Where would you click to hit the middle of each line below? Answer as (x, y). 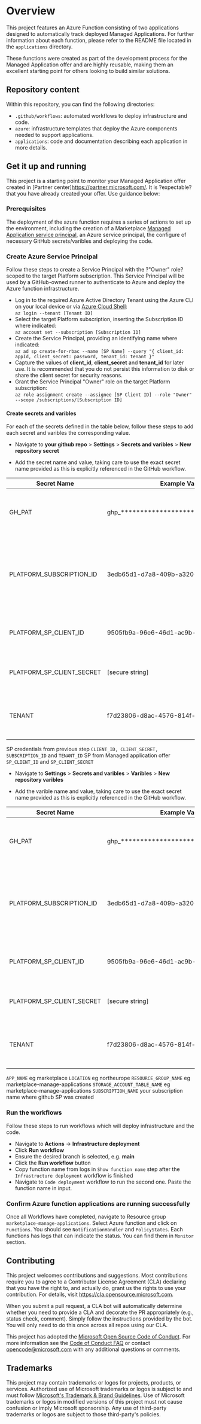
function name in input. (43, 1188)
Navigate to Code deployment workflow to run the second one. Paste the (103, 1182)
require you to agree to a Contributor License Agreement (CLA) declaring (96, 1282)
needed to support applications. (54, 135)
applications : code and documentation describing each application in (101, 141)
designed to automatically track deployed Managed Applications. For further (100, 33)
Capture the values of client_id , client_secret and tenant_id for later (99, 362)
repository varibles (39, 780)
